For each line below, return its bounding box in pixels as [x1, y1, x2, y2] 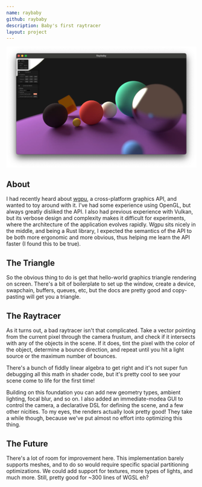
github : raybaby [6, 16, 47, 22]
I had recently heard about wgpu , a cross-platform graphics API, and [6, 195, 177, 203]
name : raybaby [6, 10, 42, 16]
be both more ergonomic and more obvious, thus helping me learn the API [6, 234, 191, 241]
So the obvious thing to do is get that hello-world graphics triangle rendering [6, 274, 197, 281]
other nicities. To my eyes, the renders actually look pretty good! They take [6, 408, 193, 416]
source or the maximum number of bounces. [6, 353, 118, 360]
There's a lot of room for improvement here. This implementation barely [6, 454, 184, 462]
